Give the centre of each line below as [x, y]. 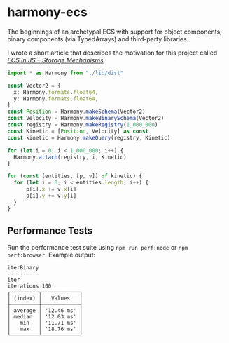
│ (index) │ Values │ [45, 299]
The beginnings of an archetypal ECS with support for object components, [114, 32]
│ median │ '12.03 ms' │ [45, 317]
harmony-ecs [47, 12]
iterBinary [23, 268]
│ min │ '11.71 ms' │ [45, 323]
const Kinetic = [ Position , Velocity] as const [78, 131]
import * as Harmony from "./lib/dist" [65, 73]
